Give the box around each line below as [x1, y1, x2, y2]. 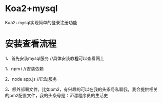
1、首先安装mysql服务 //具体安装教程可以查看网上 [5, 55, 104, 61]
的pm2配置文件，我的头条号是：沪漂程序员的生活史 [5, 92, 108, 98]
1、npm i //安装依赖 [5, 66, 44, 71]
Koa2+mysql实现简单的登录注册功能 [5, 19, 78, 25]
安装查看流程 [5, 38, 57, 50]
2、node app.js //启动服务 [5, 76, 57, 82]
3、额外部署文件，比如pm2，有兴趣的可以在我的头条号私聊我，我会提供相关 [5, 86, 158, 92]
